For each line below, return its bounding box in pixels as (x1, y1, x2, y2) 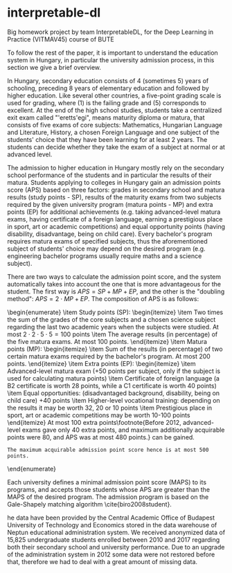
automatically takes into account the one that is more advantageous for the (7, 280, 222, 288)
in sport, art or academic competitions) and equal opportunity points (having (7, 222, 226, 230)
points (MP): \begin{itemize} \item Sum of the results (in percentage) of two (7, 345, 223, 353)
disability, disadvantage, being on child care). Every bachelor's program (7, 230, 213, 238)
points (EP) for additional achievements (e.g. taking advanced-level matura (7, 208, 221, 216)
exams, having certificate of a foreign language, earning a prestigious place (7, 215, 223, 223)
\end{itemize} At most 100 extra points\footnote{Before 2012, (7, 418, 181, 426)
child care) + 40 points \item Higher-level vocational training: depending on (7, 396, 220, 404)
